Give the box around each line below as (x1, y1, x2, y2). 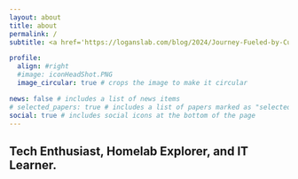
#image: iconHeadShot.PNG (17, 70, 114, 80)
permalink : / (9, 29, 58, 38)
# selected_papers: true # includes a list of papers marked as (9, 103, 252, 112)
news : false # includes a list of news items (9, 94, 180, 103)
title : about (9, 21, 58, 30)
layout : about (9, 12, 62, 22)
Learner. (9, 157, 58, 173)
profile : (9, 54, 42, 63)
